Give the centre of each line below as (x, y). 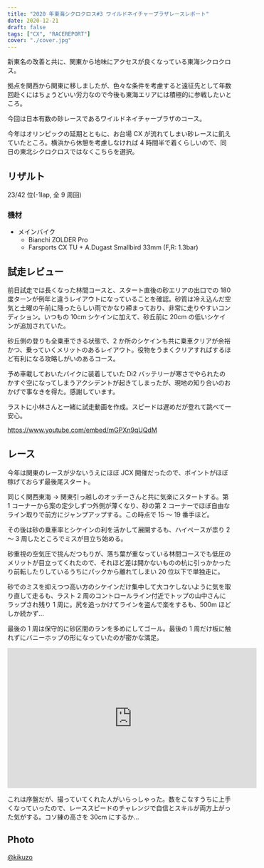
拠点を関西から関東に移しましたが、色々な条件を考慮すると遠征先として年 (116, 86)
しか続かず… (26, 613)
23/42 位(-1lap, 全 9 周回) (44, 195)
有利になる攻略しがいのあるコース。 (66, 359)
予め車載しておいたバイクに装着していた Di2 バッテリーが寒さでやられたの (117, 374)
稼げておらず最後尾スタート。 (51, 481)
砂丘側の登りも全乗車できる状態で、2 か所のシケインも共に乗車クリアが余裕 (119, 341)
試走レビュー (36, 272)
